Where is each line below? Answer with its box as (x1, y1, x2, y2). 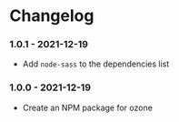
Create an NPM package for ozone (22, 102, 153, 113)
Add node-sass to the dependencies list (22, 58, 170, 69)
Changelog (9, 5, 94, 26)
